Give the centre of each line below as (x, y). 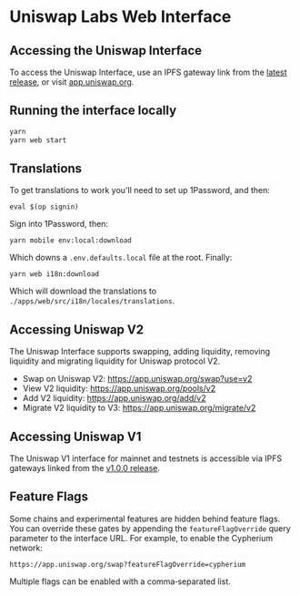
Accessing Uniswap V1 (75, 436)
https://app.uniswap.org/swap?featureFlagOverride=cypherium (128, 564)
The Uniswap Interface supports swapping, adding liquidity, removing (140, 352)
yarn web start (38, 140)
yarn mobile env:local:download (70, 241)
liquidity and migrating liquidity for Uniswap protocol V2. (115, 361)
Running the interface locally (93, 111)
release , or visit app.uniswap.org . (72, 82)
